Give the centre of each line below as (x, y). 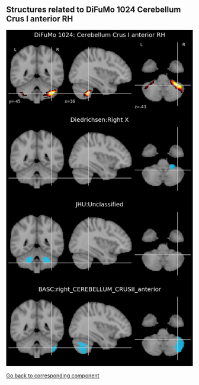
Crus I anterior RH (40, 19)
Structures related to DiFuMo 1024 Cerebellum (94, 10)
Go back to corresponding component (53, 376)
